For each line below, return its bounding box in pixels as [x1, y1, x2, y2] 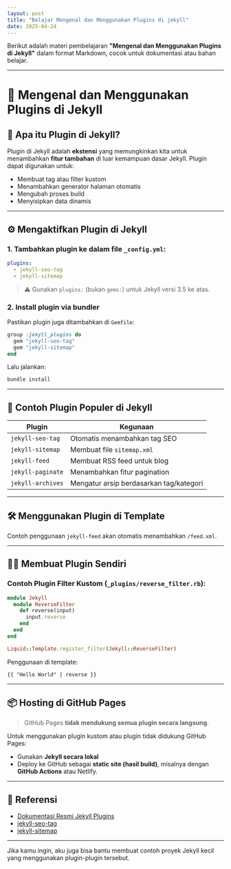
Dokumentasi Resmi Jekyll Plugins [16, 812, 115, 820]
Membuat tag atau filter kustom [16, 175, 107, 183]
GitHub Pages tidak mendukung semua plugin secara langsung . [23, 719, 210, 727]
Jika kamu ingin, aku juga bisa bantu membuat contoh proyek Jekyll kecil [7, 846, 214, 855]
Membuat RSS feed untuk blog [69, 456, 169, 465]
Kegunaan [119, 422, 154, 432]
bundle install [7, 376, 51, 383]
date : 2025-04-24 [7, 23, 57, 30]
